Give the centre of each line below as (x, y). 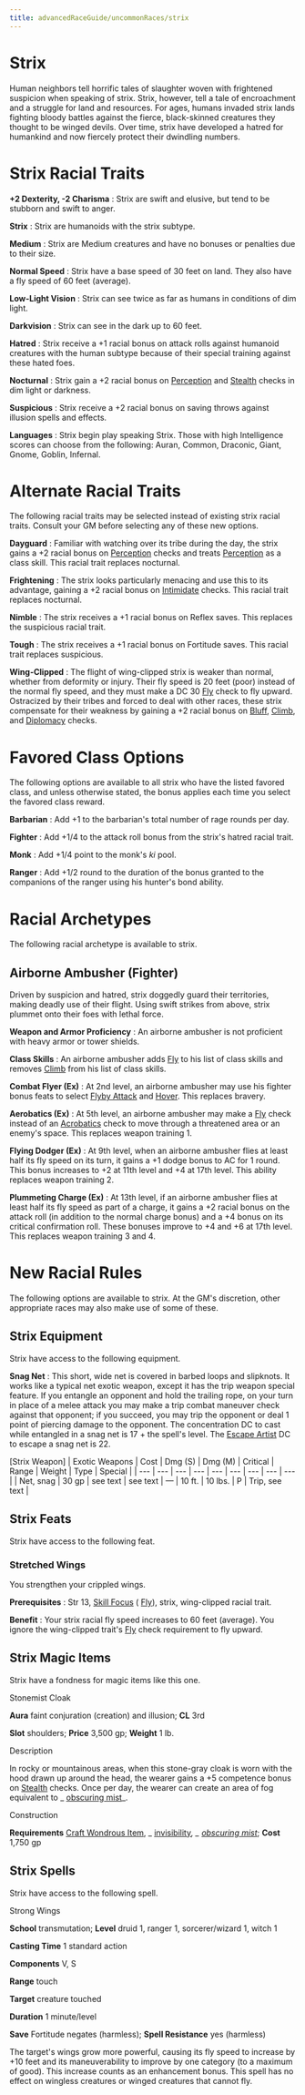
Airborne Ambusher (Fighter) (94, 972)
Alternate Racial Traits (95, 491)
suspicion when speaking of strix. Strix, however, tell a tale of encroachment (152, 97)
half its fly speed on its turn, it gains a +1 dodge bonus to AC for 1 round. (145, 1160)
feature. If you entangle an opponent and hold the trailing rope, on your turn (152, 1395)
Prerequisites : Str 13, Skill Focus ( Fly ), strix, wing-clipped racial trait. (141, 1602)
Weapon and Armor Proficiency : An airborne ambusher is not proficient (146, 1032)
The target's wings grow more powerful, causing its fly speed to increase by (152, 2051)
